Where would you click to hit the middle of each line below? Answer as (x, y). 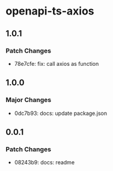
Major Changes (29, 100)
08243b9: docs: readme (44, 163)
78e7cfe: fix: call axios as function (56, 63)
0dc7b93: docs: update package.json (61, 113)
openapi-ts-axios (50, 11)
